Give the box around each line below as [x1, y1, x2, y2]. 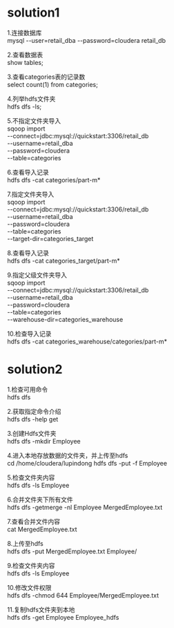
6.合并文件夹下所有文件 [7, 495, 74, 504]
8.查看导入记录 [7, 249, 50, 257]
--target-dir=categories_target [7, 234, 94, 242]
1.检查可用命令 [7, 385, 48, 393]
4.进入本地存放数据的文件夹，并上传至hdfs [7, 451, 128, 459]
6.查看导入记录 [7, 168, 50, 176]
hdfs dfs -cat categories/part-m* [7, 175, 101, 184]
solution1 [7, 5, 60, 21]
